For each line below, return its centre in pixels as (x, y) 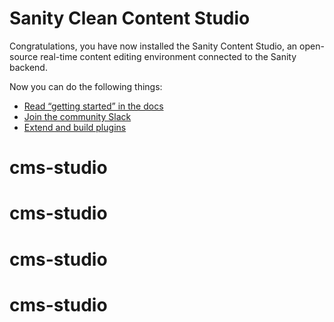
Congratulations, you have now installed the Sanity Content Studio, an (153, 46)
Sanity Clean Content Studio (130, 18)
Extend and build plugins (75, 127)
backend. (28, 67)
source (24, 56)
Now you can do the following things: (86, 86)
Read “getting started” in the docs (93, 106)
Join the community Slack (77, 116)
